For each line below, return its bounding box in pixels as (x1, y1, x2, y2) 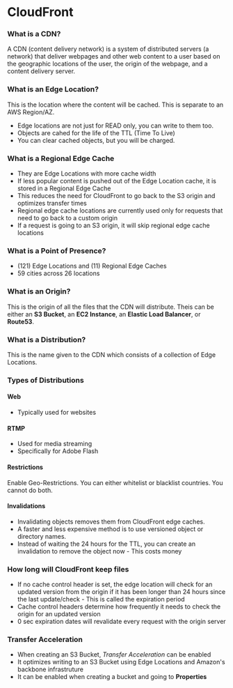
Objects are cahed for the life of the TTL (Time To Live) (17, 128, 175, 137)
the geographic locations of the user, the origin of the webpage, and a (7, 60, 208, 68)
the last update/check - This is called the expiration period (17, 595, 186, 603)
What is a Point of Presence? (7, 246, 106, 255)
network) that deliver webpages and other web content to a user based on (7, 52, 220, 61)
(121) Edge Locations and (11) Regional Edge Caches (17, 262, 167, 270)
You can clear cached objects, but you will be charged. (17, 136, 175, 144)
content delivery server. (7, 67, 75, 75)
